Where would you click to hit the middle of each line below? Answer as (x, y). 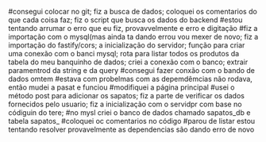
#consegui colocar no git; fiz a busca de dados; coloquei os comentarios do (133, 12)
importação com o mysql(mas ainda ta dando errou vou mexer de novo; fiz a (133, 36)
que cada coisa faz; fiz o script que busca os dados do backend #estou (125, 20)
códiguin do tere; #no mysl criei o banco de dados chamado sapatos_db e (129, 113)
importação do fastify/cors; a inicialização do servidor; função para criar (127, 45)
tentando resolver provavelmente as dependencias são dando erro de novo (131, 129)
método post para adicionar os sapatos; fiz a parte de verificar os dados (126, 96)
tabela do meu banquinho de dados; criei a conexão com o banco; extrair (128, 62)
